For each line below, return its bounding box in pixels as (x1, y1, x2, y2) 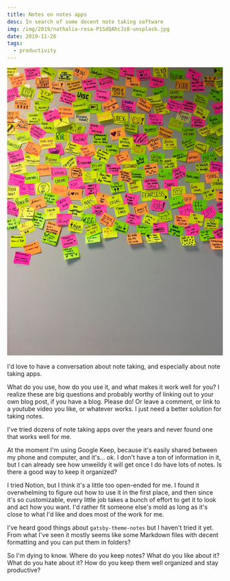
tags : (7, 40, 23, 47)
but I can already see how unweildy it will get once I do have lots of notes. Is (7, 460, 222, 469)
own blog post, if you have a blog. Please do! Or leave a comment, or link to (7, 398, 220, 405)
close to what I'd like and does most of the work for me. (7, 510, 164, 518)
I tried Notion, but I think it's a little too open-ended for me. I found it (7, 481, 200, 489)
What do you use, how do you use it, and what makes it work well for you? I (7, 383, 220, 391)
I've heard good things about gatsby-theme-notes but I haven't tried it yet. (7, 523, 214, 532)
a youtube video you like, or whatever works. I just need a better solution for (7, 405, 222, 413)
